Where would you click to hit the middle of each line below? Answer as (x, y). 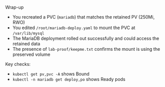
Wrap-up (15, 7)
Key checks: (18, 64)
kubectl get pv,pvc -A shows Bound (51, 74)
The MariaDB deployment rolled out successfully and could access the (86, 38)
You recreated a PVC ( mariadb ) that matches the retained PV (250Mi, (84, 17)
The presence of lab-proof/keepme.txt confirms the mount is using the (86, 49)
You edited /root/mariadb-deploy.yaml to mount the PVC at (74, 28)
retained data (26, 44)
